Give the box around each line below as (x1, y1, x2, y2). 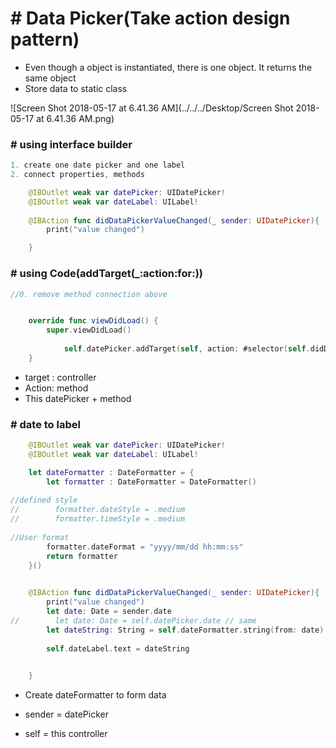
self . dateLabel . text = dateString (46, 643, 190, 654)
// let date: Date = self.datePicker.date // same (10, 615, 257, 626)
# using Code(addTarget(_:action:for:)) (10, 267, 203, 281)
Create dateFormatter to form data (24, 689, 167, 701)
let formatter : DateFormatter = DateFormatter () (46, 477, 257, 487)
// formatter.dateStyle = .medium (10, 505, 186, 515)
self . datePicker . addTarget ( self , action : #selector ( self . (63, 344, 311, 354)
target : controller (24, 371, 97, 383)
